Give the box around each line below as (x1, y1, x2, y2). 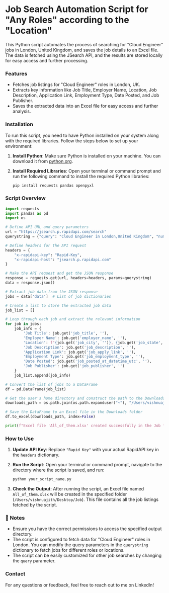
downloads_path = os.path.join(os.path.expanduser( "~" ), (5, 400, 127, 405)
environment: (5, 143, 33, 149)
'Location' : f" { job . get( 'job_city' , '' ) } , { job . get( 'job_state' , (23, 340, 163, 345)
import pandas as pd (5, 211, 49, 216)
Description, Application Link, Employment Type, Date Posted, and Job (12, 92, 159, 99)
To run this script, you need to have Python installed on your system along (5, 132, 159, 138)
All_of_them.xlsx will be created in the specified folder (12, 491, 127, 497)
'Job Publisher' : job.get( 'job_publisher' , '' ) (23, 364, 125, 369)
